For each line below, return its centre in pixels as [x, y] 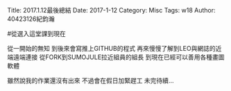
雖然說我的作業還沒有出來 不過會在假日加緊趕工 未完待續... [91, 81]
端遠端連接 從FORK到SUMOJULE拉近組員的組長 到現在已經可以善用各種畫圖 [116, 57]
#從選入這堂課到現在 [36, 34]
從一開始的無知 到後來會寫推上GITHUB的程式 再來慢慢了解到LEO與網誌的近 [114, 48]
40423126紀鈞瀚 [31, 19]
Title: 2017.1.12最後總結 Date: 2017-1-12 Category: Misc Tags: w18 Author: [111, 10]
